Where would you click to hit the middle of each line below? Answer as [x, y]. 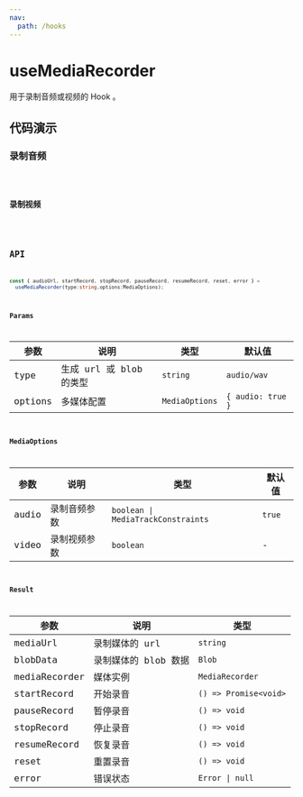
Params [22, 316]
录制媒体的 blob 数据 [142, 661]
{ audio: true [256, 397]
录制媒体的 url [127, 644]
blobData [36, 660]
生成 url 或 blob [101, 369]
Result [22, 590]
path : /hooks [42, 26]
